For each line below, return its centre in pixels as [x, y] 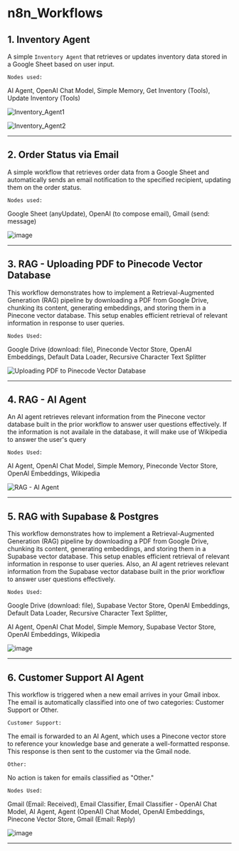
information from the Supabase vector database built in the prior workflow [116, 572]
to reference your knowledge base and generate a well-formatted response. [119, 744]
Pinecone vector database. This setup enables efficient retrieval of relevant [117, 315]
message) [22, 221]
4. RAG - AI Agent [47, 400]
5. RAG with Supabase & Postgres [83, 517]
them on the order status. [44, 187]
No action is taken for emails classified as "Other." [81, 778]
